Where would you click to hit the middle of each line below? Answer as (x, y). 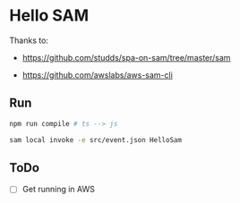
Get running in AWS (59, 190)
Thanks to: (29, 40)
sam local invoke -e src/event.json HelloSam (95, 140)
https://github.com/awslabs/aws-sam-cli (97, 75)
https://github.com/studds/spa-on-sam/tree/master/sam (126, 57)
